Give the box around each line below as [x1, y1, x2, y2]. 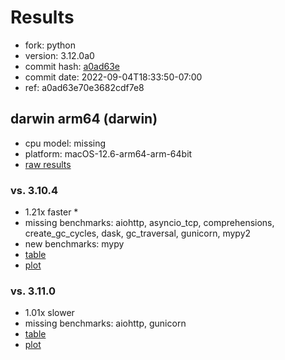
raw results [24, 158, 72, 170]
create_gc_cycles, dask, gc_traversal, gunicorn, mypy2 [24, 227, 252, 240]
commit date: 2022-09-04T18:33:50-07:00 [24, 71, 203, 83]
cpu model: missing [24, 137, 107, 149]
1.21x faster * [24, 206, 79, 218]
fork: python [24, 39, 77, 51]
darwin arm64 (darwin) [10, 111, 158, 128]
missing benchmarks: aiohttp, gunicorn [24, 317, 187, 330]
